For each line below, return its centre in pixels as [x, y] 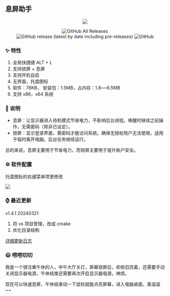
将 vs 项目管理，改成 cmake [41, 224]
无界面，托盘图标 [30, 81]
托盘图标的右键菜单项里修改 [34, 177]
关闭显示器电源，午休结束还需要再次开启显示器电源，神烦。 [67, 273]
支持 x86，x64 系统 [33, 94]
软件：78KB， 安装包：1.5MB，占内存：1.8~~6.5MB [66, 88]
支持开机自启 [26, 75]
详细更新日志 [18, 241]
